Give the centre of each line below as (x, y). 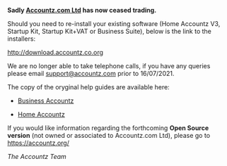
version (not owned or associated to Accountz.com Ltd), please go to (109, 135)
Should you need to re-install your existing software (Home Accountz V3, (114, 24)
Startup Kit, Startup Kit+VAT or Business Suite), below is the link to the (110, 31)
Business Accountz (46, 101)
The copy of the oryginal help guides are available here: (88, 87)
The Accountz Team (37, 157)
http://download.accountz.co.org (56, 52)
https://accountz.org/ (38, 143)
